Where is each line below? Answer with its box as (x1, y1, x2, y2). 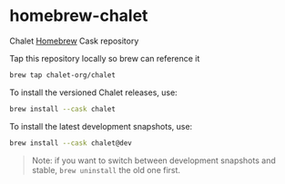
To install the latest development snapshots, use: (9, 121, 193, 131)
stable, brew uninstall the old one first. (31, 164, 180, 175)
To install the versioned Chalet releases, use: (9, 87, 178, 98)
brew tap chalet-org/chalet (9, 70, 117, 80)
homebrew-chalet (9, 5, 148, 26)
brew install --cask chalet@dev (9, 138, 132, 148)
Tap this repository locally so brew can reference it (9, 53, 200, 63)
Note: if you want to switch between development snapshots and (31, 155, 276, 166)
